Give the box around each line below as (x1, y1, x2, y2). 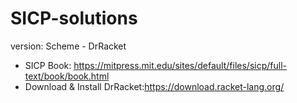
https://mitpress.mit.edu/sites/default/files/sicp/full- (73, 59, 287, 71)
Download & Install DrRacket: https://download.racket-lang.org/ (24, 80, 285, 92)
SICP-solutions (10, 7, 138, 30)
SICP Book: (24, 59, 72, 71)
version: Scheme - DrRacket (10, 40, 127, 52)
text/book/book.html (24, 70, 110, 82)
